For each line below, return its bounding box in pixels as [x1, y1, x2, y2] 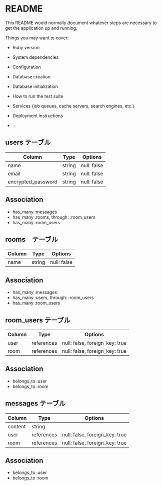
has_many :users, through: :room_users [12, 295, 94, 301]
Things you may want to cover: [5, 35, 69, 41]
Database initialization [12, 83, 58, 89]
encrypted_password [7, 178, 57, 185]
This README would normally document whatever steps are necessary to [5, 20, 157, 26]
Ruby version [12, 44, 40, 50]
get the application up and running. [5, 25, 77, 31]
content [7, 423, 26, 430]
